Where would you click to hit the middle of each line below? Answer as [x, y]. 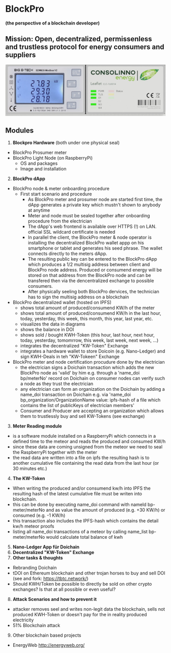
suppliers [21, 55]
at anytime [39, 210]
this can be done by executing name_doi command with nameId [79, 505]
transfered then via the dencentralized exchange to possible [91, 281]
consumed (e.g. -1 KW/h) [39, 515]
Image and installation [43, 169]
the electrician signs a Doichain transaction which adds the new [87, 367]
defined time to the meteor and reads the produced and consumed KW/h [89, 441]
